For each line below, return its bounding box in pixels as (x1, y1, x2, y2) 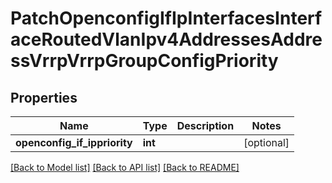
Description (176, 119, 235, 132)
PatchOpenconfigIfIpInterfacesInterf (10, 7, 323, 30)
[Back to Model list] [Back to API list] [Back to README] (10, 162, 240, 173)
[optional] (243, 136, 290, 149)
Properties (10, 89, 78, 106)
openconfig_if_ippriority (15, 136, 133, 149)
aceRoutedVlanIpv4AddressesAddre (10, 28, 323, 51)
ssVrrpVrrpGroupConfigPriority (10, 50, 279, 72)
